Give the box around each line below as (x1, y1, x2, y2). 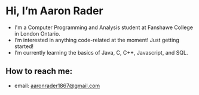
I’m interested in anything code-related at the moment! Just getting (14, 36, 180, 43)
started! (14, 43, 34, 50)
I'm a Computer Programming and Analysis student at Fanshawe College (14, 24, 194, 31)
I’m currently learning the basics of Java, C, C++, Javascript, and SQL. (14, 49, 188, 56)
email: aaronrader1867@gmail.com (14, 82, 100, 89)
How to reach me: (5, 66, 73, 77)
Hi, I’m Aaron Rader (5, 4, 103, 18)
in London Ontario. (14, 30, 60, 37)
